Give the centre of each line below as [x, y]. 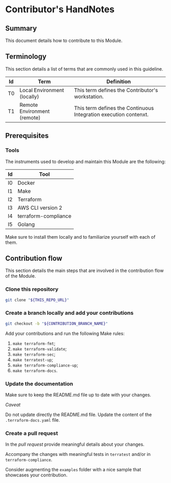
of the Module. [21, 276]
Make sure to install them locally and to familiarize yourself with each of [80, 237]
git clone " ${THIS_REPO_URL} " [37, 300]
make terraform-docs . [35, 370]
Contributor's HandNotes [60, 9]
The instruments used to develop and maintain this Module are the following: [85, 162]
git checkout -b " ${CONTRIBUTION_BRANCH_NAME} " [57, 324]
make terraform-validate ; [40, 349]
